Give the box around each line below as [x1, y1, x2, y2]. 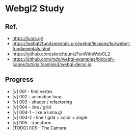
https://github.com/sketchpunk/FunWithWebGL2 [12, 51, 110, 57]
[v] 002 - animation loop [12, 93, 62, 99]
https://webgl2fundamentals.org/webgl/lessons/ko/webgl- [12, 41, 131, 46]
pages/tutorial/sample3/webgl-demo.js [12, 62, 92, 67]
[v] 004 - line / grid [12, 104, 51, 110]
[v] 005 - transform [12, 119, 52, 125]
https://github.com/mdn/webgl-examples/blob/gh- [12, 56, 115, 62]
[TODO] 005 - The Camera [12, 125, 67, 131]
